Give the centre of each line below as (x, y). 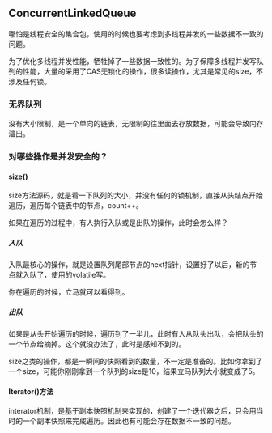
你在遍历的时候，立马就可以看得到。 (69, 292)
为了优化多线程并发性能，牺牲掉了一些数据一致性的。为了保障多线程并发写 (132, 61)
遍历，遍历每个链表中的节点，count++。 (76, 206)
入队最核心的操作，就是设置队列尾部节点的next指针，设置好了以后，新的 (129, 265)
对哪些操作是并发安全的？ (58, 157)
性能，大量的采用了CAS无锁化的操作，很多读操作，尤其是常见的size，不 (143, 71)
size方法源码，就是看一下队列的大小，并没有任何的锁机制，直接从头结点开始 (136, 195)
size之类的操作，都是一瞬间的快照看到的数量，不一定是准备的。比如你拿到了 (136, 361)
